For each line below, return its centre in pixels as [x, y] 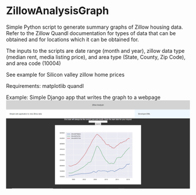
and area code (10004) [34, 63]
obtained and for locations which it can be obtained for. [73, 39]
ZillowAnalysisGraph [57, 11]
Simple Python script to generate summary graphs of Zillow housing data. [94, 27]
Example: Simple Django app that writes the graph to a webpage [83, 97]
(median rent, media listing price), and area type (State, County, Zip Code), [96, 57]
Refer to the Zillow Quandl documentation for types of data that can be [91, 33]
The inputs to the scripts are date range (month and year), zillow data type [95, 50]
